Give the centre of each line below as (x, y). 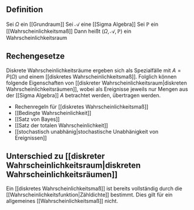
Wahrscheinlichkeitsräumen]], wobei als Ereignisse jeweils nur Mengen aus (97, 89)
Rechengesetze (35, 56)
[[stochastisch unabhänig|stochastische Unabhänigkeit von (86, 131)
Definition (24, 10)
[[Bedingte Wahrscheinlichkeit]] (53, 113)
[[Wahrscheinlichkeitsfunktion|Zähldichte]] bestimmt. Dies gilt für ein (89, 195)
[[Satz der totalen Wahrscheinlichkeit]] (61, 125)
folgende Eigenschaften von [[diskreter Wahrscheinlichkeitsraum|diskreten (96, 83)
